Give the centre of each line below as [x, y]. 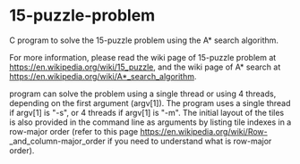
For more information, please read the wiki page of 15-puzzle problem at [143, 57]
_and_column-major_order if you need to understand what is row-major [141, 141]
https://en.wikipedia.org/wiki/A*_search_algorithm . [103, 76]
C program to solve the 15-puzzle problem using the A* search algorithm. [144, 40]
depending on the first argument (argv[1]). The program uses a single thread [150, 102]
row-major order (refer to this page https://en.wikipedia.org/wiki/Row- [139, 131]
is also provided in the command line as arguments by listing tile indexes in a [150, 122]
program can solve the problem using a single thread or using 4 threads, [143, 94]
